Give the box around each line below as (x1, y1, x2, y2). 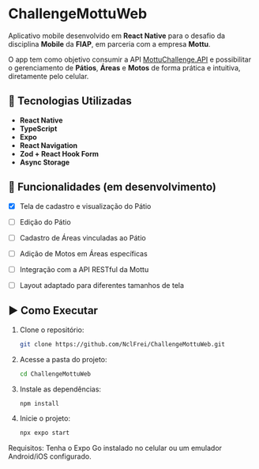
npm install (19, 399, 59, 407)
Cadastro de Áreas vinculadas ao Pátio (19, 233, 146, 242)
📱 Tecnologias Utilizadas (8, 94, 132, 108)
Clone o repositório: (19, 325, 84, 335)
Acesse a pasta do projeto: (19, 354, 108, 364)
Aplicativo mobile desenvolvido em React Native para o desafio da (8, 31, 226, 40)
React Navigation (19, 140, 78, 150)
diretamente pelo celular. (8, 71, 89, 81)
